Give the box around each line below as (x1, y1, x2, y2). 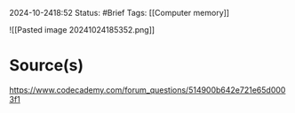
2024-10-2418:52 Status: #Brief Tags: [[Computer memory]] (9, 8, 229, 18)
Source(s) (9, 56, 84, 76)
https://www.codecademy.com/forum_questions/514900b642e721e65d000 (9, 84, 286, 95)
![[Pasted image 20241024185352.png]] (9, 25, 155, 34)
